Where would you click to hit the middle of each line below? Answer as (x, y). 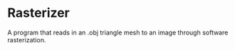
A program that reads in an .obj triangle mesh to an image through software (118, 32)
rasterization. (27, 39)
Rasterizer (38, 13)
